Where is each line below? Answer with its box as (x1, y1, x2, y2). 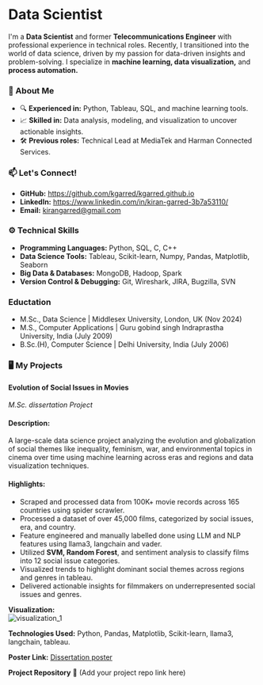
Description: (8, 418, 50, 428)
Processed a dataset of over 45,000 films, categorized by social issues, (19, 513, 253, 523)
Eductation (8, 296, 51, 307)
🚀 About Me (8, 85, 55, 96)
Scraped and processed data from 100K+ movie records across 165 (19, 497, 240, 506)
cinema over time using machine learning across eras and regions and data (8, 453, 253, 462)
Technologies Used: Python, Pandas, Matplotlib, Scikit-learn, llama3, (8, 628, 234, 638)
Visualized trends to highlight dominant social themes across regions (19, 564, 245, 573)
